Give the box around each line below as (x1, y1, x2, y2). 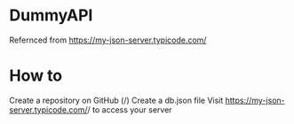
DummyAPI (9, 5, 93, 26)
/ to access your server (87, 104, 172, 115)
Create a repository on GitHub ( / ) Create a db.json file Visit (9, 95, 224, 105)
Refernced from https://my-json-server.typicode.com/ (9, 35, 207, 45)
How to (9, 66, 63, 86)
